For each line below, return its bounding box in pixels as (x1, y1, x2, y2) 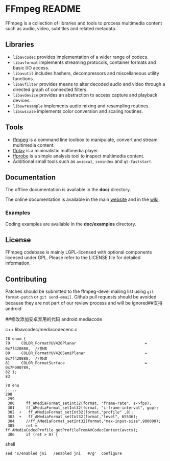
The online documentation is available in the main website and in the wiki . (5, 196, 160, 202)
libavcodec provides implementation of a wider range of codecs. (12, 54, 149, 60)
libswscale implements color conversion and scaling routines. (12, 108, 143, 114)
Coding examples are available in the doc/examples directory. (5, 221, 136, 227)
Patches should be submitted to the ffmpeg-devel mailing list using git (5, 288, 154, 294)
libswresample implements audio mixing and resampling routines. (12, 103, 150, 109)
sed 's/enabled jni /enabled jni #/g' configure (5, 451, 123, 456)
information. (5, 260, 31, 266)
